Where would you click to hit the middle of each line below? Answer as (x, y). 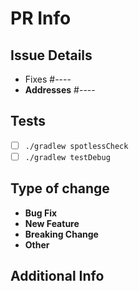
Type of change (60, 188)
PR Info (41, 18)
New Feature (52, 223)
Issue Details (51, 55)
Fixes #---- (48, 79)
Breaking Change (61, 234)
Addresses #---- (60, 90)
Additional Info (57, 276)
